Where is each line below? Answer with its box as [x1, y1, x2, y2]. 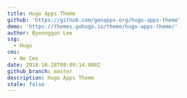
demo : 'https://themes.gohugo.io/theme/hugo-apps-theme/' [7, 23, 178, 30]
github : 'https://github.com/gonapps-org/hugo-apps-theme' [7, 17, 181, 23]
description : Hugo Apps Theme [7, 74, 95, 81]
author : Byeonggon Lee [7, 29, 73, 37]
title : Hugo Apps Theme [7, 10, 76, 17]
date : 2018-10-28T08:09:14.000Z [7, 61, 100, 68]
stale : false [7, 81, 45, 88]
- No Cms [13, 55, 39, 62]
